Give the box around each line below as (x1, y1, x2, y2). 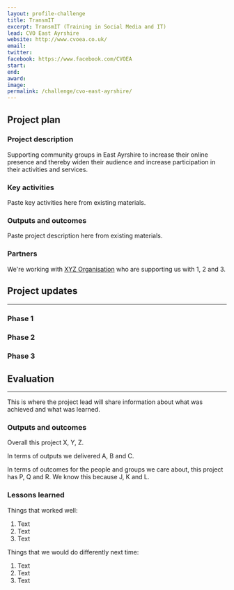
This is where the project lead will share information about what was (7, 398, 203, 406)
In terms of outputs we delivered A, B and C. (7, 452, 134, 460)
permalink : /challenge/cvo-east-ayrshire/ (7, 88, 132, 95)
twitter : (7, 49, 33, 56)
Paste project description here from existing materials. (7, 231, 163, 240)
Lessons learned (7, 490, 65, 500)
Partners (7, 249, 38, 258)
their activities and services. (7, 165, 88, 173)
